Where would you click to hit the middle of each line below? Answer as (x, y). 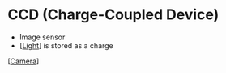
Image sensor (42, 37)
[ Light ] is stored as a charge (66, 45)
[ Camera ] (23, 61)
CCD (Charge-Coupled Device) (113, 15)
